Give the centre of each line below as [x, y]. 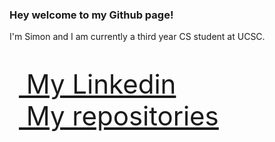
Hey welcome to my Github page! [91, 15]
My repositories [122, 116]
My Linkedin [101, 84]
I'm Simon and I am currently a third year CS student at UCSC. [137, 37]
